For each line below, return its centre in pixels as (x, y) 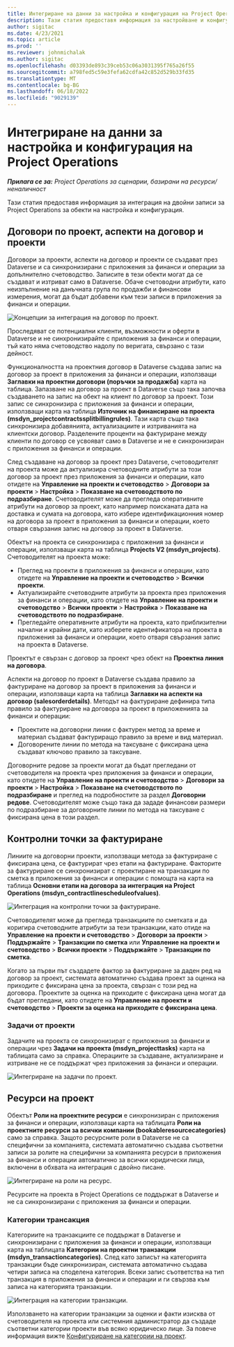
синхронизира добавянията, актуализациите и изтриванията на (102, 426)
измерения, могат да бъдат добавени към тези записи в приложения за (115, 296)
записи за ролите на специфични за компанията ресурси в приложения (114, 1152)
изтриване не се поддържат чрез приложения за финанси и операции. (112, 1063)
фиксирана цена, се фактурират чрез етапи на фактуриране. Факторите (114, 863)
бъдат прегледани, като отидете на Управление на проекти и (100, 1000)
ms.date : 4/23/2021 (36, 33)
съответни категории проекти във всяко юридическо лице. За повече (112, 1328)
